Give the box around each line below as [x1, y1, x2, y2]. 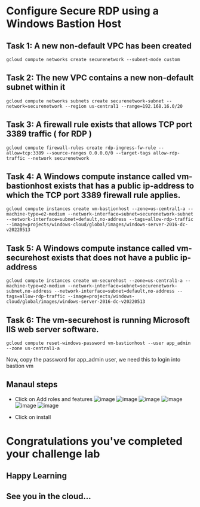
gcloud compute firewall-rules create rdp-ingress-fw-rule [6, 145, 156, 151]
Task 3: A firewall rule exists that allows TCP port [6, 120, 193, 130]
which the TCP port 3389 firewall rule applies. [6, 190, 181, 201]
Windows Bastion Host [6, 17, 122, 31]
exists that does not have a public [51, 253, 179, 263]
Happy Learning [6, 471, 67, 481]
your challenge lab [6, 447, 100, 461]
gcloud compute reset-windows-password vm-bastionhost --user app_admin [6, 340, 191, 347]
